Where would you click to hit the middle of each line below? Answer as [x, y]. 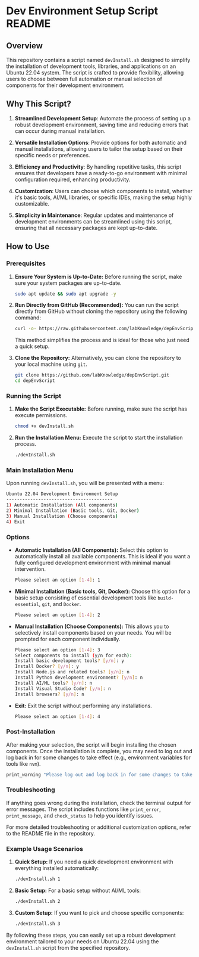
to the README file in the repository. [51, 833]
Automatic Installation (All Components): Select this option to [91, 550]
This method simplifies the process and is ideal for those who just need [102, 340]
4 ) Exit [16, 522]
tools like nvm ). [23, 763]
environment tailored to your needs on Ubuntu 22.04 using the [83, 941]
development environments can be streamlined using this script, [93, 221]
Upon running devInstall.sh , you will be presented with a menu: [85, 483]
